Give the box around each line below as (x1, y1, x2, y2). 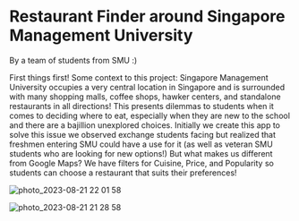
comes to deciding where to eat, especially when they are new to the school (9, 110, 291, 121)
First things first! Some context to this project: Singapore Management (9, 72, 269, 82)
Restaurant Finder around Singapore (9, 6, 286, 27)
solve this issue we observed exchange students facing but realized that (9, 129, 276, 140)
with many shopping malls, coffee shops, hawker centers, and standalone (9, 91, 281, 102)
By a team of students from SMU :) (9, 55, 138, 65)
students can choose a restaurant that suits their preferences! (9, 167, 237, 178)
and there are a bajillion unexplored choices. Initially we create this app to (9, 119, 280, 131)
